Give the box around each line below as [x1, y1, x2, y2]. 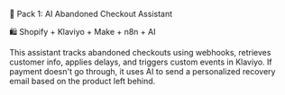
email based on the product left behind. [9, 76, 156, 86]
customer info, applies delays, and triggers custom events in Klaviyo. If [9, 56, 272, 67]
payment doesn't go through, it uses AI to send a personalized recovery [9, 66, 276, 76]
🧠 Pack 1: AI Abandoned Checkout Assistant [9, 9, 173, 19]
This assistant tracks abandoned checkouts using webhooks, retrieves [9, 47, 271, 57]
